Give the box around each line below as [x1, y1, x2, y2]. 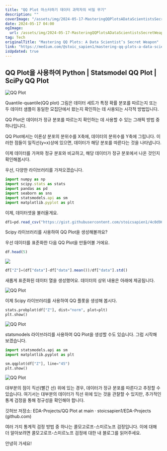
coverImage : [5, 16, 30, 21]
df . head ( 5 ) [5, 249, 28, 255]
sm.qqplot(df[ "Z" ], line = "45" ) [5, 361, 70, 366]
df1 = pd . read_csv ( [5, 220, 41, 225]
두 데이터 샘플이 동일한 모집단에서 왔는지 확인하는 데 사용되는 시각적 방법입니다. [5, 106, 159, 112]
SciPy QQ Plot [5, 76, 49, 85]
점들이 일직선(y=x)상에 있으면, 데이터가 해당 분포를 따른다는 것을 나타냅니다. [14, 140, 162, 146]
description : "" [5, 12, 39, 17]
